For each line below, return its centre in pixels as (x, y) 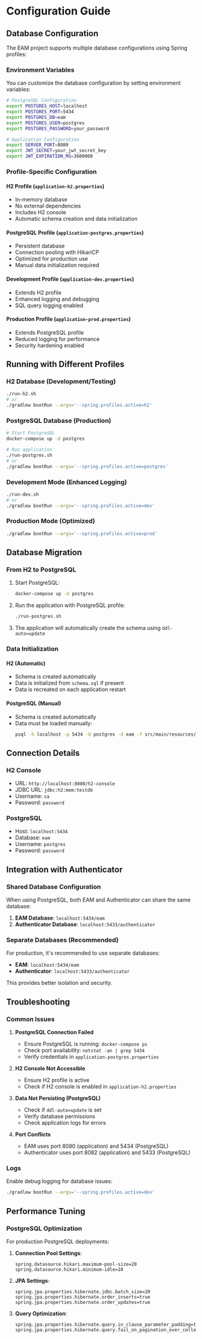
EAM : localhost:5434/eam (47, 965)
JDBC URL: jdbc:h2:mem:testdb (54, 790)
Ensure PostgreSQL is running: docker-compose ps (86, 1044)
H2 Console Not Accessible (50, 1069)
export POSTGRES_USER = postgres (46, 123)
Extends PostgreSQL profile (49, 332)
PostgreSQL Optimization (44, 1228)
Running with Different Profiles (65, 364)
